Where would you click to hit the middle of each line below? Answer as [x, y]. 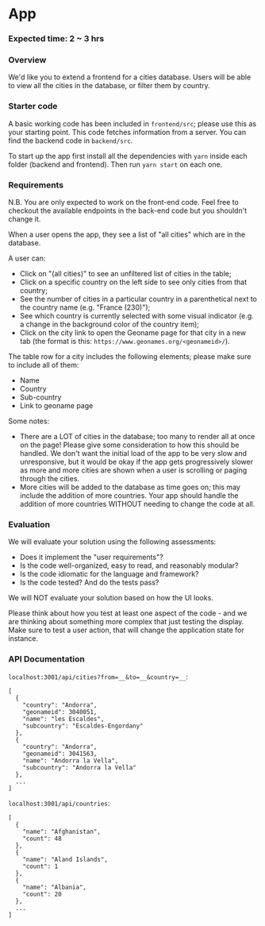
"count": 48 [42, 839]
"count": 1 [40, 866]
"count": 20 [42, 894]
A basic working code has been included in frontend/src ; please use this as [132, 123]
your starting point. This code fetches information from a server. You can [127, 132]
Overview [27, 60]
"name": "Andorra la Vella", [71, 760]
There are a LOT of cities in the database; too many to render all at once [137, 436]
